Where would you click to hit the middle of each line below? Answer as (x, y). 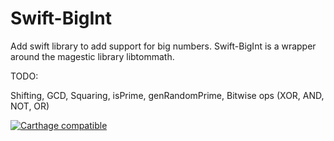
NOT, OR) (30, 106)
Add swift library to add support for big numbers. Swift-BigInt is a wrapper (163, 46)
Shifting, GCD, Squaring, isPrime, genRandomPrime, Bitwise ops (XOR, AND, (167, 95)
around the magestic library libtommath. (92, 56)
